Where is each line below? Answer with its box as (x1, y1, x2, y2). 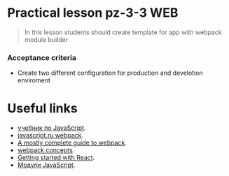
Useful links (7, 101, 78, 117)
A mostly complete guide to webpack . (17, 138, 127, 147)
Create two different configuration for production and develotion (17, 68, 203, 78)
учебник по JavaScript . (17, 124, 86, 132)
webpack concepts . (17, 146, 75, 154)
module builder (24, 35, 69, 43)
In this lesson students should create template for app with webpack (24, 28, 222, 36)
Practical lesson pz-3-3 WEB (7, 5, 179, 21)
